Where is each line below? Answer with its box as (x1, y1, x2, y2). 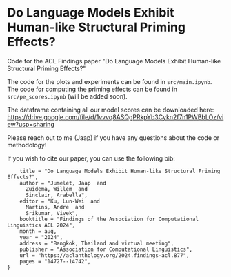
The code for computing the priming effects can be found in (7, 85, 178, 93)
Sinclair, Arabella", (25, 192, 88, 198)
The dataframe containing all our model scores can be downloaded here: (7, 105, 214, 114)
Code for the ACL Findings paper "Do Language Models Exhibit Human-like (7, 57, 221, 65)
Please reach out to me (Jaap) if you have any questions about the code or (7, 133, 219, 142)
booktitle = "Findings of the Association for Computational (19, 216, 199, 223)
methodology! (7, 141, 47, 149)
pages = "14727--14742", (19, 258, 91, 265)
